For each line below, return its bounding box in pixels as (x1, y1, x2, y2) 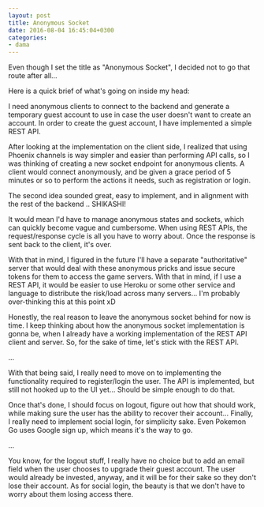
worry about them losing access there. (8, 490, 134, 499)
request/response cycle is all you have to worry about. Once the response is (8, 231, 256, 241)
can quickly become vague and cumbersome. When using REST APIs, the (8, 223, 248, 233)
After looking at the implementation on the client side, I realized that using (8, 142, 247, 152)
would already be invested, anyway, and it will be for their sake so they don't (8, 473, 257, 483)
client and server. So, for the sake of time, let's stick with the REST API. (8, 337, 239, 347)
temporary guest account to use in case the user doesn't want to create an (8, 110, 251, 119)
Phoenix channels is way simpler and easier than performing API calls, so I (8, 151, 250, 160)
